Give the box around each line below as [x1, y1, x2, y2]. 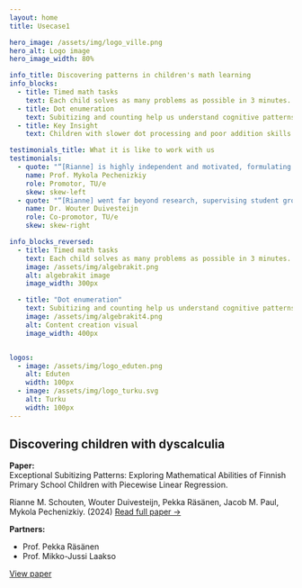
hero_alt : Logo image [9, 46, 91, 55]
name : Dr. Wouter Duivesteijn [25, 204, 139, 213]
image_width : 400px [25, 329, 99, 338]
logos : [9, 353, 34, 362]
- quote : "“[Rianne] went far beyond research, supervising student [17, 195, 280, 205]
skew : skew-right [25, 222, 91, 231]
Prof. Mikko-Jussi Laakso [22, 551, 117, 562]
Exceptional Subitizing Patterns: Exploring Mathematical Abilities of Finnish [9, 470, 287, 481]
